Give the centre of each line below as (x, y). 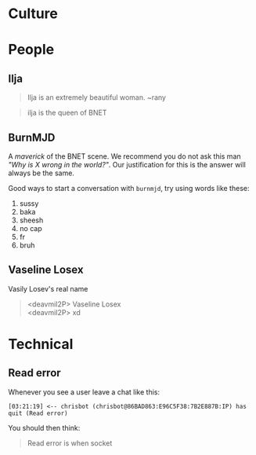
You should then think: (44, 427)
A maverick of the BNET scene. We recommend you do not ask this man (124, 156)
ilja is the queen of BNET (67, 113)
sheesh (31, 220)
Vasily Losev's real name (48, 288)
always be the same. (41, 173)
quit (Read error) (38, 413)
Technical (41, 344)
